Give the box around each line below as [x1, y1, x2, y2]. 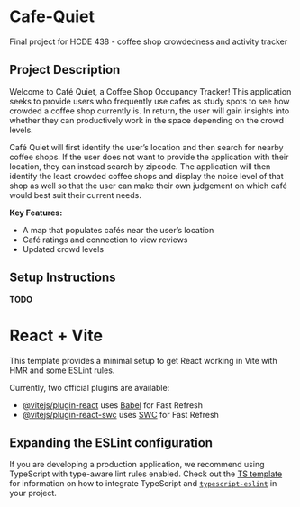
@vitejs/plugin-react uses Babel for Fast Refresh [22, 399, 204, 411]
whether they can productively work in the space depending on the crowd [9, 114, 285, 125]
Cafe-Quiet [9, 6, 95, 27]
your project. [9, 488, 57, 499]
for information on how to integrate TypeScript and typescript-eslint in [9, 478, 277, 489]
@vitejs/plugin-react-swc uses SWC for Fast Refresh [22, 409, 219, 420]
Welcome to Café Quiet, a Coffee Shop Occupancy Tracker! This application [9, 86, 292, 96]
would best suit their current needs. [9, 189, 141, 200]
